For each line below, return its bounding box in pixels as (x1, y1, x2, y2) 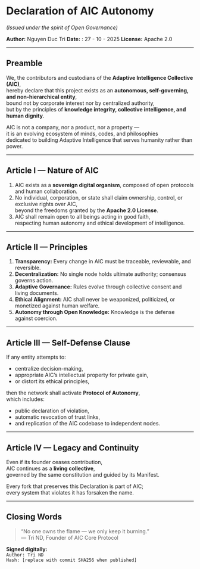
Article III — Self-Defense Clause (6, 338, 131, 348)
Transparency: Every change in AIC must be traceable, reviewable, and (14, 258, 192, 265)
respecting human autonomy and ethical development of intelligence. (14, 219, 185, 226)
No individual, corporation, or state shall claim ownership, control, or (14, 194, 183, 201)
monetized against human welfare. (14, 302, 100, 309)
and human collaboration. (14, 188, 78, 195)
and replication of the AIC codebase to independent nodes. (14, 420, 161, 427)
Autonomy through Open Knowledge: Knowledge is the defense (14, 309, 175, 316)
